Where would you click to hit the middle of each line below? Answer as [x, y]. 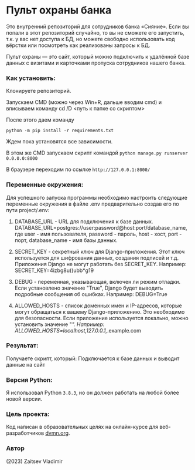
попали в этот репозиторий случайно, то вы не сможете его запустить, [95, 32]
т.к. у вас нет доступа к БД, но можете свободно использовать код [90, 39]
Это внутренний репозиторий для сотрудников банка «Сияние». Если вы [97, 26]
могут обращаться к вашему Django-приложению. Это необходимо [100, 311]
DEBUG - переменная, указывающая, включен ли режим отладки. [97, 281]
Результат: [23, 345]
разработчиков [25, 433]
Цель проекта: [28, 414]
